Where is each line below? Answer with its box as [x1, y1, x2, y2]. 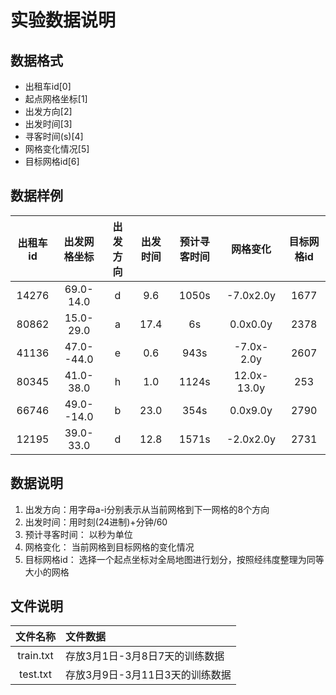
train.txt [17, 649, 54, 663]
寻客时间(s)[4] [24, 131, 84, 142]
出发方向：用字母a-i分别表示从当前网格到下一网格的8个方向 [24, 503, 270, 515]
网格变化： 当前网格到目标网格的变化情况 [24, 541, 195, 553]
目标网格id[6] [24, 156, 80, 167]
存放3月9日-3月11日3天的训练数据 [65, 668, 232, 682]
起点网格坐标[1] [24, 93, 88, 105]
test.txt [19, 667, 52, 681]
